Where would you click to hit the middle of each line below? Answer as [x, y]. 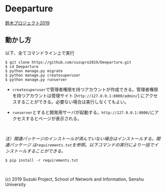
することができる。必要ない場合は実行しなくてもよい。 [73, 101]
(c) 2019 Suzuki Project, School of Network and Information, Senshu [75, 179]
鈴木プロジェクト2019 [27, 23]
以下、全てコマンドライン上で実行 [40, 53]
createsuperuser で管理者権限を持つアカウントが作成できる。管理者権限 [85, 89]
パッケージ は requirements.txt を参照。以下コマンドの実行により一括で [82, 144]
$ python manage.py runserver [36, 80]
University [16, 184]
